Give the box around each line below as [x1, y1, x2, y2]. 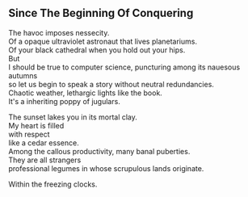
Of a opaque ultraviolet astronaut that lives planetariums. [8, 36, 198, 46]
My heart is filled [8, 120, 65, 130]
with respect [8, 129, 50, 139]
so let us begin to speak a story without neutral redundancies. [8, 79, 214, 89]
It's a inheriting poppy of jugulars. [8, 96, 121, 106]
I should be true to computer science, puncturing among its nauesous [8, 62, 241, 72]
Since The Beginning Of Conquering [8, 6, 194, 20]
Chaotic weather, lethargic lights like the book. [8, 88, 163, 98]
